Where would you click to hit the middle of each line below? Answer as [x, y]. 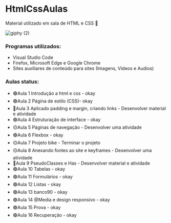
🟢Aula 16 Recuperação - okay [45, 215]
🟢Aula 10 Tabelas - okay [39, 169]
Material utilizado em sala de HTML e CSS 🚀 [52, 23]
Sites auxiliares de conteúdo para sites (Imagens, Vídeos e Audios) [83, 68]
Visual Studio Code [33, 57]
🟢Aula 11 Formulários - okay [43, 176]
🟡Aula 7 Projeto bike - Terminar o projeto [57, 143]
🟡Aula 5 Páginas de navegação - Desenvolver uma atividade [77, 127]
